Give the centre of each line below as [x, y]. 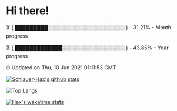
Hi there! [28, 11]
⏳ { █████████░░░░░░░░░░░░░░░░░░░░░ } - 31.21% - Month [89, 27]
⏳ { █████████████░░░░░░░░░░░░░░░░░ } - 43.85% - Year [87, 48]
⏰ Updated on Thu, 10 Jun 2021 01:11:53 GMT [61, 67]
